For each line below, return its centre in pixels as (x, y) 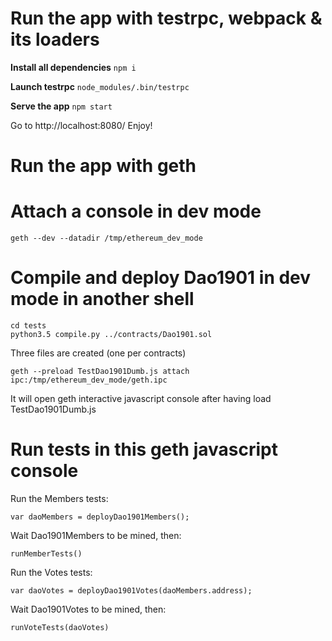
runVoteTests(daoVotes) (60, 627)
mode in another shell (102, 299)
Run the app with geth (103, 166)
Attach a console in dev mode (136, 211)
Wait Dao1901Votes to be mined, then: (88, 609)
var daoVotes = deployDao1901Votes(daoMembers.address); (131, 590)
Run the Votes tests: (51, 572)
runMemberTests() (46, 553)
